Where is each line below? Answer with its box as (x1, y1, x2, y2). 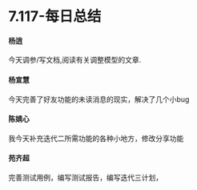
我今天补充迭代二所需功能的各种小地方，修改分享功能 (8, 133, 184, 143)
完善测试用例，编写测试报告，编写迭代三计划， (8, 173, 163, 182)
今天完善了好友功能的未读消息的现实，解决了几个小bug (8, 94, 190, 104)
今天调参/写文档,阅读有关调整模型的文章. (8, 55, 142, 65)
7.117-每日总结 (8, 7, 102, 26)
